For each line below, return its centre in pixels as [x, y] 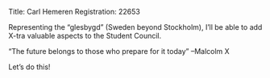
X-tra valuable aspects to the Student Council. [85, 36]
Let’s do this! [29, 67]
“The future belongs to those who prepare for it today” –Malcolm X [119, 51]
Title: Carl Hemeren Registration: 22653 [75, 12]
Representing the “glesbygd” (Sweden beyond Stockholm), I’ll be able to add [135, 27]
